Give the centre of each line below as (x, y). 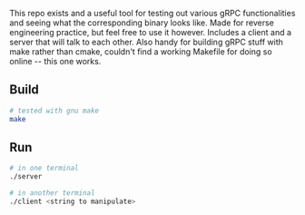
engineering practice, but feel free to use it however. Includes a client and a (151, 32)
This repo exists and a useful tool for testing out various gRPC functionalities (152, 13)
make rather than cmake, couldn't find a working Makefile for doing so (141, 52)
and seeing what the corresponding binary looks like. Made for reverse (142, 23)
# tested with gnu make (54, 111)
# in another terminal (52, 193)
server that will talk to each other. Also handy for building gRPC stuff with (147, 42)
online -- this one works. (55, 61)
